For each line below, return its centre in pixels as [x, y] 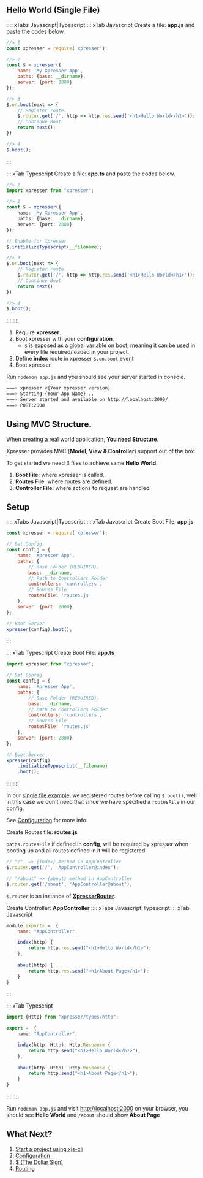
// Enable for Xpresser [37, 241]
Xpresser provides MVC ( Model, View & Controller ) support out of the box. [101, 451]
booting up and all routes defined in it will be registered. [76, 851]
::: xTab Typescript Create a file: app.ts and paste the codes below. [91, 174]
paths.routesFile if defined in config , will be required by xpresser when [97, 844]
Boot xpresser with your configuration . [65, 339]
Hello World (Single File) [53, 10]
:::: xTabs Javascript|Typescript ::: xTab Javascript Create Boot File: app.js [100, 522]
